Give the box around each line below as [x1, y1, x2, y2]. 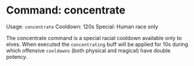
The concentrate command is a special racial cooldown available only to [6, 34, 182, 41]
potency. [6, 53, 28, 60]
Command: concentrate [6, 4, 126, 17]
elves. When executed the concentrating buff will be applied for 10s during [6, 41, 188, 48]
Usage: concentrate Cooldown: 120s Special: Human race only [6, 23, 159, 30]
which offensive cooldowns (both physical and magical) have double [6, 47, 171, 54]
